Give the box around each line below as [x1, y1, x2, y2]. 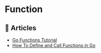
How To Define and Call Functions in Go [12, 42, 96, 48]
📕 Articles [5, 24, 37, 32]
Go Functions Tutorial [12, 37, 57, 43]
